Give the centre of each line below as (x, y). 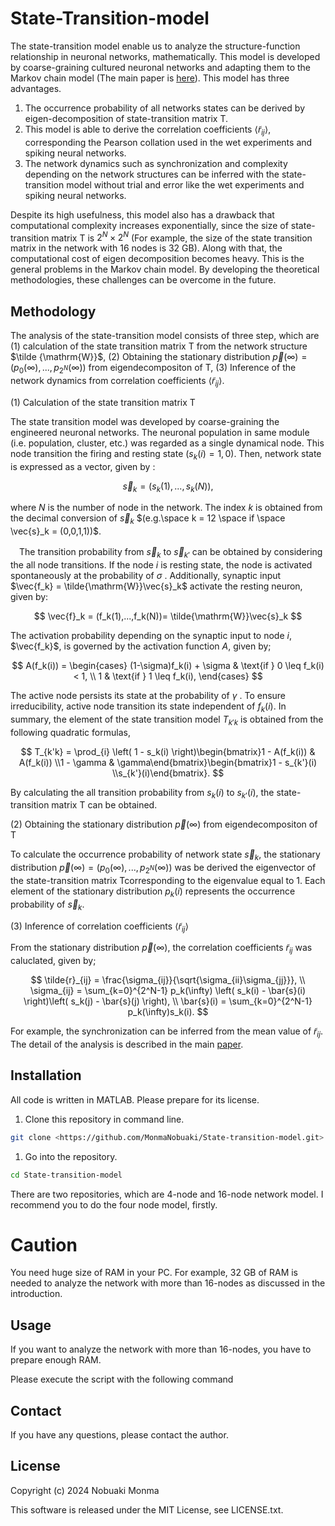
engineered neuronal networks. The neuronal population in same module (160, 432)
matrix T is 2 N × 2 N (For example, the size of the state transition (182, 237)
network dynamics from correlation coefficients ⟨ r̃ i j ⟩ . (117, 382)
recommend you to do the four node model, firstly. (114, 1204)
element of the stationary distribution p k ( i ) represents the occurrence (153, 892)
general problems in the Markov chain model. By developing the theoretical (165, 269)
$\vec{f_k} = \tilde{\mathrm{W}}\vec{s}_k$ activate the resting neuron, (156, 586)
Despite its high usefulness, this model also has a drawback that (142, 214)
